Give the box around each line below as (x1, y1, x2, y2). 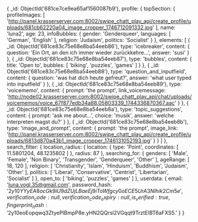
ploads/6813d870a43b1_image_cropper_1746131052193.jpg (7, 137, 151, 144)
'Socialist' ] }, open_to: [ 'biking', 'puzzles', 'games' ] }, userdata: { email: (7, 175, 183, 182)
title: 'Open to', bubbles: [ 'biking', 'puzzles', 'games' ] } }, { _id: (7, 62, 160, 69)
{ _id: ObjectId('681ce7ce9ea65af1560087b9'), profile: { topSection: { (7, 5, 176, 12)
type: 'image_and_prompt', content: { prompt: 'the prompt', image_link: (7, 124, 178, 131)
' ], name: (152, 24, 176, 31)
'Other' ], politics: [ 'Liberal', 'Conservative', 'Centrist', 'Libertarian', (7, 169, 169, 175)
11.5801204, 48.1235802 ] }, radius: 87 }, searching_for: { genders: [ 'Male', (7, 150, 189, 156)
